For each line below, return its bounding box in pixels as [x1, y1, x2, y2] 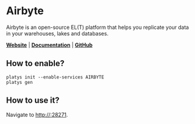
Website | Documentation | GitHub [6, 41, 93, 48]
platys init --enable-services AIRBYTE [6, 74, 105, 80]
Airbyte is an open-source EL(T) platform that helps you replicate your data [6, 24, 189, 31]
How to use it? [6, 96, 60, 106]
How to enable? [6, 58, 65, 68]
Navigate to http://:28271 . [6, 111, 68, 118]
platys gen [6, 79, 33, 85]
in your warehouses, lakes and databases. [6, 30, 109, 37]
